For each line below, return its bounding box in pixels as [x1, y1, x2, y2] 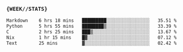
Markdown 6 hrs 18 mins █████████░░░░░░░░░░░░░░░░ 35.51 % [6, 18, 177, 24]
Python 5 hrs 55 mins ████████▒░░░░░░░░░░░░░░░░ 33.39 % [6, 24, 177, 30]
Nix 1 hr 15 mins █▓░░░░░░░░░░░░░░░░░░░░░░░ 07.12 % [6, 34, 177, 41]
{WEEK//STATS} [6, 5, 48, 12]
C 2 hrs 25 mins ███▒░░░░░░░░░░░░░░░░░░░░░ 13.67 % [6, 29, 177, 35]
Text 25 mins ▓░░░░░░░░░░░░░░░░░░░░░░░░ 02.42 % [6, 40, 177, 46]
